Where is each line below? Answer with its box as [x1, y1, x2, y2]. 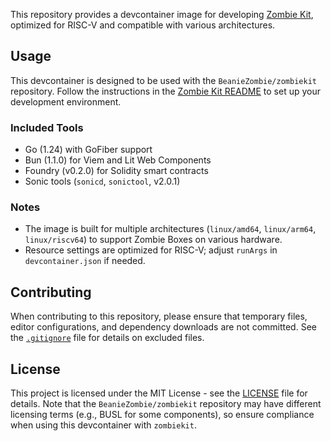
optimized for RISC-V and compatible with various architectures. [10, 19, 276, 31]
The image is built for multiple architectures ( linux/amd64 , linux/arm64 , [24, 223, 317, 235]
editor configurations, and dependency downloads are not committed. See [10, 321, 317, 333]
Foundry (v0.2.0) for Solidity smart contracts [24, 165, 209, 177]
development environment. [10, 95, 122, 108]
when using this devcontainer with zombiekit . [10, 419, 197, 431]
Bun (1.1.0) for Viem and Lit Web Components [24, 154, 212, 166]
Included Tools [10, 120, 84, 134]
